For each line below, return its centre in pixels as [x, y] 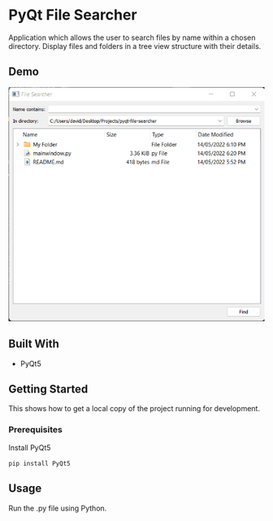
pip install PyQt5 [39, 463]
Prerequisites [35, 430]
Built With [34, 344]
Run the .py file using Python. [58, 508]
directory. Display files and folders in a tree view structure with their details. [135, 46]
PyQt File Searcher [73, 15]
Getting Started [48, 390]
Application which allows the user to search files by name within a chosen [132, 37]
